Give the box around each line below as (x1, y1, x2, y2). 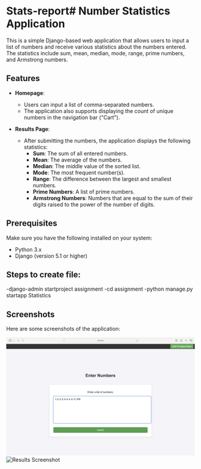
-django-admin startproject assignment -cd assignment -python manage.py (6, 285, 193, 292)
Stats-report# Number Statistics (6, 4, 170, 18)
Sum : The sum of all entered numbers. (32, 150, 128, 157)
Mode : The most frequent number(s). (32, 169, 125, 176)
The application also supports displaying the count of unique (23, 107, 173, 115)
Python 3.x (14, 246, 42, 253)
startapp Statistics (6, 292, 51, 299)
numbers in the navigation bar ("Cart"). (23, 113, 120, 121)
